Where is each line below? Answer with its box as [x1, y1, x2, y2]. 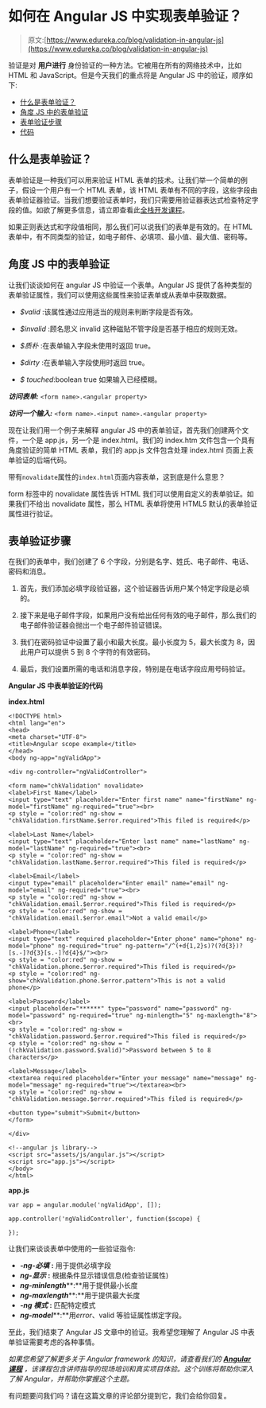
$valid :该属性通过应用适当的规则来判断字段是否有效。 [19, 307, 198, 317]
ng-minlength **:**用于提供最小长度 [19, 1281, 138, 1290]
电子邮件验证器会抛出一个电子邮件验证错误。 [19, 620, 167, 630]
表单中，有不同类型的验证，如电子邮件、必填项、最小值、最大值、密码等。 [8, 231, 252, 241]
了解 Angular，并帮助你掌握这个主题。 [8, 1374, 134, 1384]
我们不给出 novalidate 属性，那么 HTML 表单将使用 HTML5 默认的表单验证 [14, 499, 258, 508]
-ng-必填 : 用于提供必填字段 [19, 1261, 112, 1270]
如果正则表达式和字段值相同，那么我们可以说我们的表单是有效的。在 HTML [8, 222, 253, 231]
